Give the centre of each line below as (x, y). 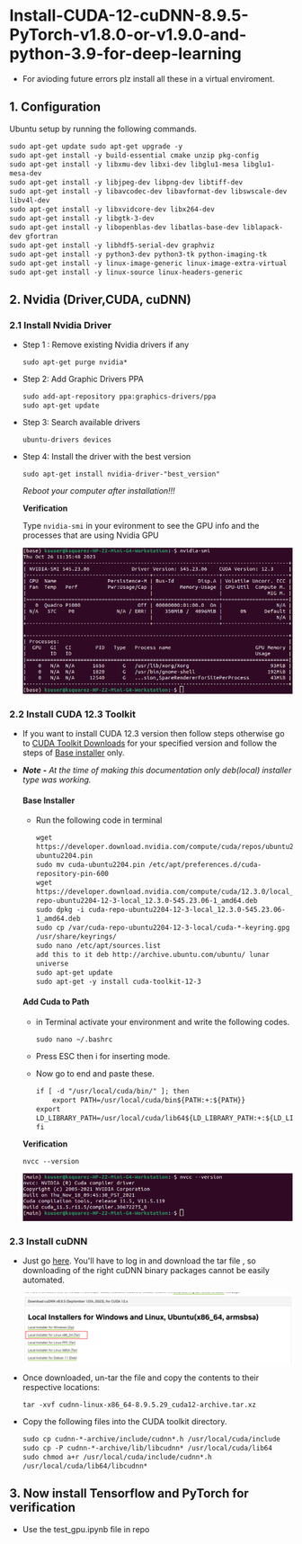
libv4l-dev (30, 200)
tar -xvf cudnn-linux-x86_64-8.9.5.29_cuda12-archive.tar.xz (139, 1405)
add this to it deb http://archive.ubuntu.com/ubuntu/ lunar (152, 955)
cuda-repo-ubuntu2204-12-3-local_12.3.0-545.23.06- (187, 910)
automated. (44, 1280)
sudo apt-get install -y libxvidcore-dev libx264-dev (112, 209)
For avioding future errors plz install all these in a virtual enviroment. (148, 78)
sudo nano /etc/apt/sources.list (98, 946)
